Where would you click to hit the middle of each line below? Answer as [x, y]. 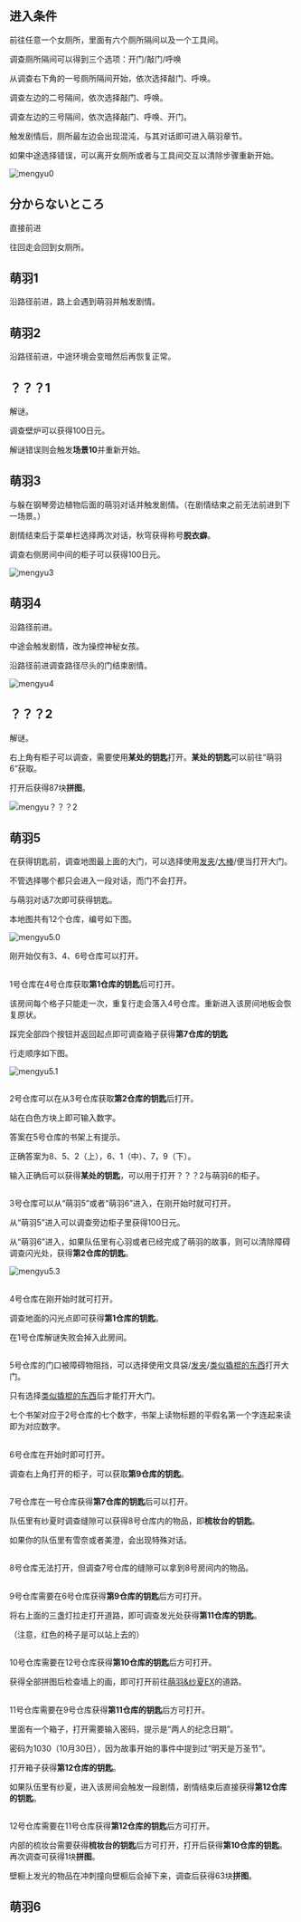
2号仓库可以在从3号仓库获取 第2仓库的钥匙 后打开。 [104, 1099]
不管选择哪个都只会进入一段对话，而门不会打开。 [100, 880]
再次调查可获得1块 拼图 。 [55, 1856]
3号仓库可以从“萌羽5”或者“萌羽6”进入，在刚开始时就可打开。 [123, 1204]
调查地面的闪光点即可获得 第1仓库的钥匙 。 [87, 1318]
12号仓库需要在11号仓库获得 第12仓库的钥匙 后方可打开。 [112, 1826]
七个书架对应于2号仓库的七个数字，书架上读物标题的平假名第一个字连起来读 [150, 1415]
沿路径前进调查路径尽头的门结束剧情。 [80, 665]
